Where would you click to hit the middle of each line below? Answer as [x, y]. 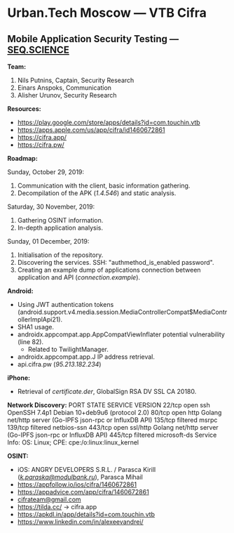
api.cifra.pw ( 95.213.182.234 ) [59, 364]
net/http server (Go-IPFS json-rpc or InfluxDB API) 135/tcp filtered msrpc [112, 420]
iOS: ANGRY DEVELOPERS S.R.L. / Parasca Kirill [87, 469]
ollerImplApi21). [40, 320]
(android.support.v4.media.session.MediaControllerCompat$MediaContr [122, 312]
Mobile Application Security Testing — [93, 39]
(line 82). [30, 342]
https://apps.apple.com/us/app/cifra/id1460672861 [91, 130]
